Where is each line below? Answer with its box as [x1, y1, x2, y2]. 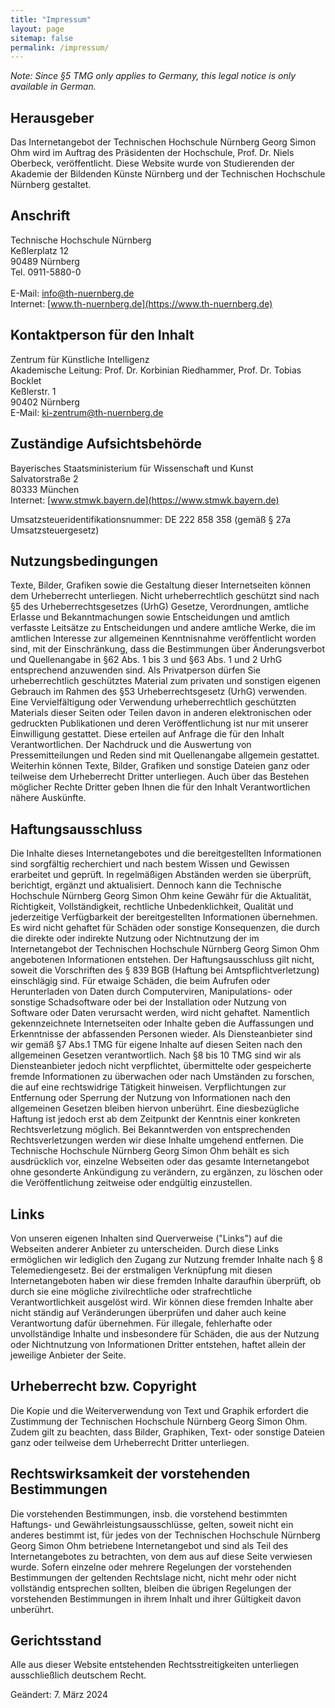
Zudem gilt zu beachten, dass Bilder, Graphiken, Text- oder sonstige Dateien [10, 1426, 325, 1438]
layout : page [10, 24, 65, 34]
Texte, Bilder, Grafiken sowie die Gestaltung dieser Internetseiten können [10, 579, 311, 591]
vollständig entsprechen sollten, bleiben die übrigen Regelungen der [10, 1582, 292, 1594]
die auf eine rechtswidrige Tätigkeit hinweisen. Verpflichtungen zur [10, 1081, 287, 1093]
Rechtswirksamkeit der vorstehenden [10, 1466, 251, 1483]
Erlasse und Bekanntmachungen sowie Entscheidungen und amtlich [10, 611, 290, 623]
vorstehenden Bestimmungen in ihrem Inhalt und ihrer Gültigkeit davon [10, 1592, 302, 1605]
